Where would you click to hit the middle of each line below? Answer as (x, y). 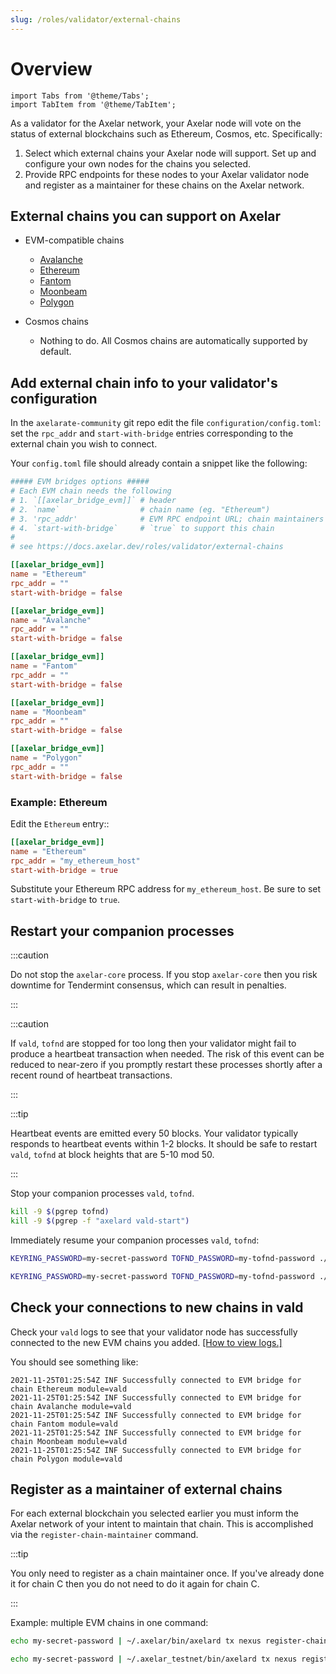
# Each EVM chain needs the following (91, 491)
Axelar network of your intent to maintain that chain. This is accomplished (162, 1524)
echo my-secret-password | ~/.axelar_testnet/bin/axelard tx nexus (154, 1659)
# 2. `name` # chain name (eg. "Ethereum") (140, 509)
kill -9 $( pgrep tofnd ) (60, 1212)
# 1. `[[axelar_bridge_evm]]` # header (93, 500)
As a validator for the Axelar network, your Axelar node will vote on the (156, 123)
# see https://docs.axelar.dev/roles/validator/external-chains (147, 547)
